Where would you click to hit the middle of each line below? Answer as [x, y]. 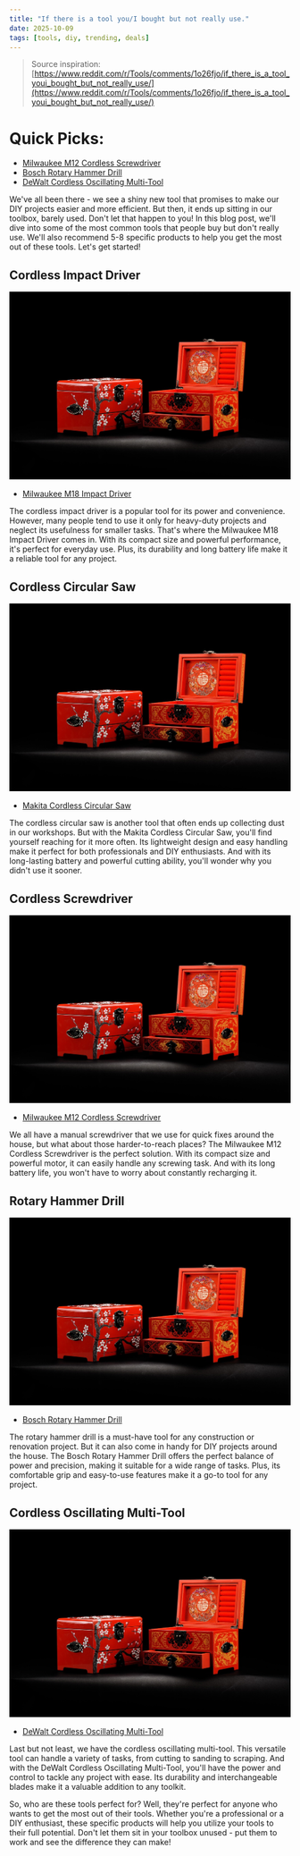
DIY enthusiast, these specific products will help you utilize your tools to [142, 1823]
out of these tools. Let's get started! [75, 247]
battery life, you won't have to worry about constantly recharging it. [133, 1173]
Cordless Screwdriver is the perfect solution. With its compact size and [140, 1154]
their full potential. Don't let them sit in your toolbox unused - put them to [143, 1833]
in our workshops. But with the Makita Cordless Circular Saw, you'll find [141, 832]
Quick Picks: [57, 138]
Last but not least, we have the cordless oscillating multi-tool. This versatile [148, 1749]
